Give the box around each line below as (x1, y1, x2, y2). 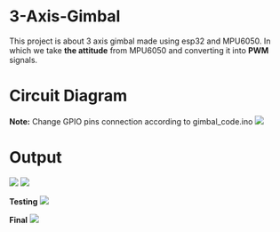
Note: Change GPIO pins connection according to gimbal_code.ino (9, 116, 253, 126)
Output (9, 148, 62, 168)
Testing (9, 196, 38, 206)
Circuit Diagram (9, 86, 127, 106)
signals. (9, 54, 38, 65)
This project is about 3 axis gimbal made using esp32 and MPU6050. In (9, 36, 271, 46)
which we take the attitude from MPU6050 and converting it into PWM (9, 44, 269, 55)
